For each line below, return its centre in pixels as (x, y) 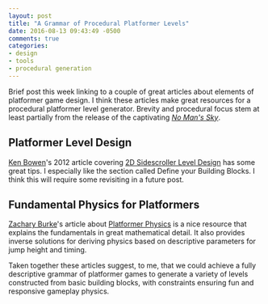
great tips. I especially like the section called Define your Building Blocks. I (132, 171)
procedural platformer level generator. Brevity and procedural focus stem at (134, 108)
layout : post (30, 16)
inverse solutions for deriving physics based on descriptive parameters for (132, 241)
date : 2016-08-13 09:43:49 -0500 (65, 31)
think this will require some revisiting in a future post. (96, 179)
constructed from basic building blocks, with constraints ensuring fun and (131, 283)
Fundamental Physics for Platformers (104, 204)
